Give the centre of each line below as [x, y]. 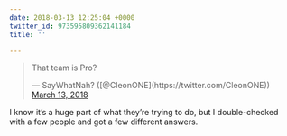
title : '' [28, 34]
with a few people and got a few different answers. [104, 122]
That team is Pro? [64, 68]
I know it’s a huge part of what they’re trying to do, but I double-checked [144, 113]
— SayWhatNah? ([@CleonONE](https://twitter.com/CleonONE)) [151, 86]
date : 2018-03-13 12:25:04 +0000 [72, 18]
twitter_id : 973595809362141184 [70, 26]
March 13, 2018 [60, 95]
